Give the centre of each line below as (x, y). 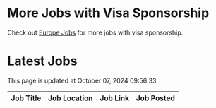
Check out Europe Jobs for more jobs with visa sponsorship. (95, 32)
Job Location (71, 98)
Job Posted (155, 98)
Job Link (114, 98)
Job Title (26, 98)
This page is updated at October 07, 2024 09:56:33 (82, 80)
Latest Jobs (42, 61)
